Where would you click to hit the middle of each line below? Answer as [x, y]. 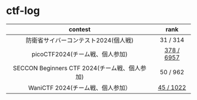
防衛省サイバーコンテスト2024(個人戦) [79, 40]
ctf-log [23, 11]
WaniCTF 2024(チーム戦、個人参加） [80, 88]
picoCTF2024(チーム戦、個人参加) [79, 54]
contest [79, 29]
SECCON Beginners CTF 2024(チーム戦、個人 [77, 68]
